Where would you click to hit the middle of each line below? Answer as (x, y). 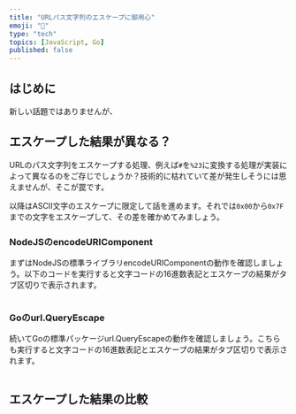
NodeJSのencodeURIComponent (81, 241)
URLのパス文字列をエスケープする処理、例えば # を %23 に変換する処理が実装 (144, 165)
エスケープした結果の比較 (79, 399)
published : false (41, 50)
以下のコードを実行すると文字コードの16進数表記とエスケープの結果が (152, 274)
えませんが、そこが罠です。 (59, 187)
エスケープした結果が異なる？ (90, 142)
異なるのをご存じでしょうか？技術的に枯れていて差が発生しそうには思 (159, 176)
